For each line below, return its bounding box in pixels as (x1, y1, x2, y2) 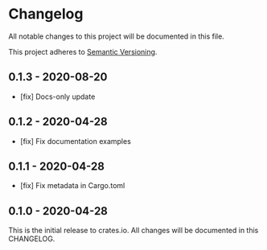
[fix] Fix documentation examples (19, 136, 131, 145)
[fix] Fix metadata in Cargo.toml (19, 181, 125, 191)
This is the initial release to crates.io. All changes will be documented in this (8, 226, 259, 236)
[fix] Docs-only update (19, 92, 96, 101)
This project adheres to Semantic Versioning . (8, 47, 158, 56)
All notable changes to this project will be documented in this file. (8, 31, 225, 41)
